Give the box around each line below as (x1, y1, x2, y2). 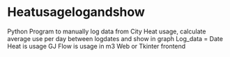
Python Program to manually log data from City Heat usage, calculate (7, 27, 206, 35)
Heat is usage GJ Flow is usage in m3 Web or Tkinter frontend (7, 42, 186, 50)
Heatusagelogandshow (7, 4, 145, 20)
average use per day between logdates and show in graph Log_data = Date (7, 34, 223, 42)
